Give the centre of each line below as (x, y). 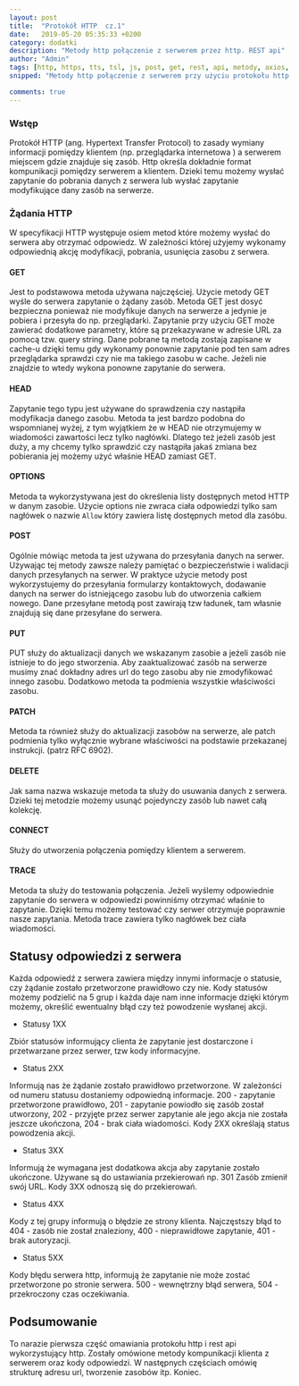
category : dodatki (43, 42)
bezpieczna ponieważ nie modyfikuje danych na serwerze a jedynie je (138, 311)
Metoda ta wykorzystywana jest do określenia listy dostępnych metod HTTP (149, 496)
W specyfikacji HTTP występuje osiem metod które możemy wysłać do (140, 232)
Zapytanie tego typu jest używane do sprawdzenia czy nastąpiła (127, 409)
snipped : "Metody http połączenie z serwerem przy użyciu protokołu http (149, 76)
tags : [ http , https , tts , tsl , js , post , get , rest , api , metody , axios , (149, 68)
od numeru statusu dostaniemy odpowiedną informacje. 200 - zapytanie (142, 1094)
